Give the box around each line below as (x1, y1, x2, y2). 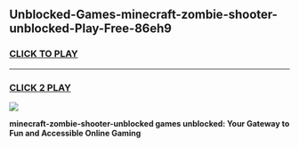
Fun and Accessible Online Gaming (9, 127, 141, 138)
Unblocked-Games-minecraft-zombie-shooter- (9, 7, 279, 22)
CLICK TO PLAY (9, 48, 78, 61)
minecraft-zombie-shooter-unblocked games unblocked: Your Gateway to (9, 118, 290, 128)
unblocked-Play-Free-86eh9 (9, 21, 172, 37)
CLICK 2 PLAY (9, 81, 71, 94)
